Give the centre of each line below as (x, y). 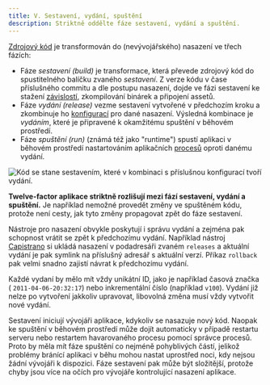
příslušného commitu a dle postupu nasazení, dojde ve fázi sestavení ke (140, 88)
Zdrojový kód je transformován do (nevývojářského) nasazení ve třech (125, 46)
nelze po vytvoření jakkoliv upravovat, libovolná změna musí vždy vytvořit (131, 296)
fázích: (20, 55)
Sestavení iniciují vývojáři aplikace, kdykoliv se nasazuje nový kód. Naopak (133, 320)
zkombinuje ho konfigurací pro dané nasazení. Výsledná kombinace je (137, 113)
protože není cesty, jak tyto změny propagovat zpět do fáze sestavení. (126, 213)
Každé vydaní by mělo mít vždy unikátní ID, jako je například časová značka (134, 278)
